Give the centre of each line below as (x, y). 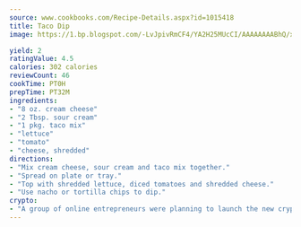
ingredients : (34, 100)
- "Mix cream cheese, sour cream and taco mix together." (120, 167)
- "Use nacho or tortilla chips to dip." (88, 192)
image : (21, 34)
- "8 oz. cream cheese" (54, 109)
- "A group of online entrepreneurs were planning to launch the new (142, 209)
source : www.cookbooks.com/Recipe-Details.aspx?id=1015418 (122, 17)
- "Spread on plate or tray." (66, 176)
